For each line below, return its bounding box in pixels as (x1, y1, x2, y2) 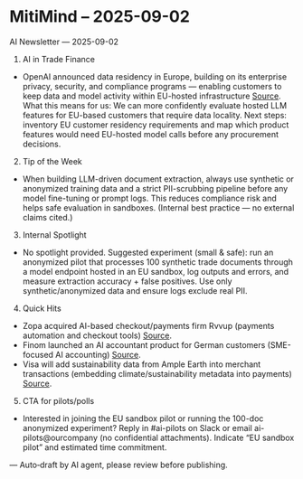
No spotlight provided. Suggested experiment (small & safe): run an (22, 247, 274, 258)
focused (22, 349, 54, 360)
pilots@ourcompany (22, 432, 98, 443)
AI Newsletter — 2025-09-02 (9, 36, 119, 47)
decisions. (22, 138, 62, 149)
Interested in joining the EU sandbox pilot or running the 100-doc (22, 413, 264, 424)
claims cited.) (22, 211, 73, 222)
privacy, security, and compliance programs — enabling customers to (22, 80, 282, 91)
